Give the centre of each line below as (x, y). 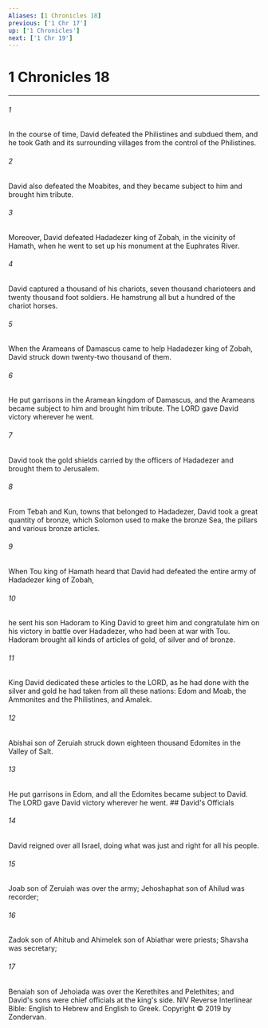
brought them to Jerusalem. (54, 468)
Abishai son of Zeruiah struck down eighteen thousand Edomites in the (125, 742)
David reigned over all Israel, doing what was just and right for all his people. (134, 845)
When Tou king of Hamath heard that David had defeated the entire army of (132, 572)
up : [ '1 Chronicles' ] (44, 30)
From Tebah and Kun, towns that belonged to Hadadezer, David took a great (133, 511)
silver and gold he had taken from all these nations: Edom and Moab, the (127, 691)
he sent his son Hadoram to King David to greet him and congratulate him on (134, 623)
